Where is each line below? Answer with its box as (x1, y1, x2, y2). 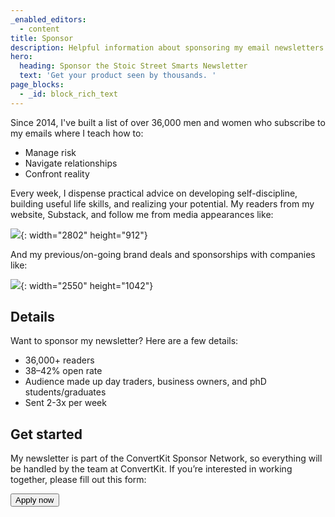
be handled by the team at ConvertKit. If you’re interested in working (10, 463, 293, 475)
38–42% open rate (24, 365, 103, 377)
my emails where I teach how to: (10, 127, 144, 139)
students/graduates (24, 386, 107, 398)
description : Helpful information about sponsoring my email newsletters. (10, 42, 329, 53)
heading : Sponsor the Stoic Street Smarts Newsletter (19, 61, 248, 71)
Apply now (15, 495, 55, 506)
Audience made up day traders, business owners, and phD (24, 376, 267, 388)
